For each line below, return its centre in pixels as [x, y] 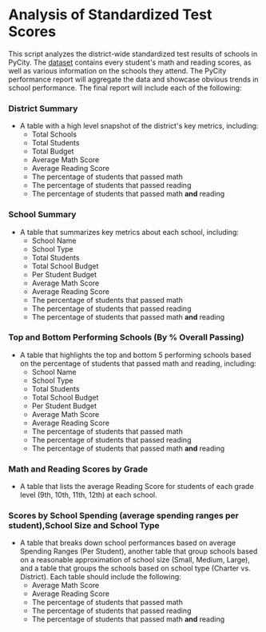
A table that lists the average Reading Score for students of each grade [137, 487]
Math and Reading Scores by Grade [78, 469]
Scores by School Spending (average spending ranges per [124, 515]
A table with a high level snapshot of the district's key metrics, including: [139, 126]
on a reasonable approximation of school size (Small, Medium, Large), [135, 560]
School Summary [42, 215]
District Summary [43, 108]
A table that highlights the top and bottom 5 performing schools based [135, 355]
